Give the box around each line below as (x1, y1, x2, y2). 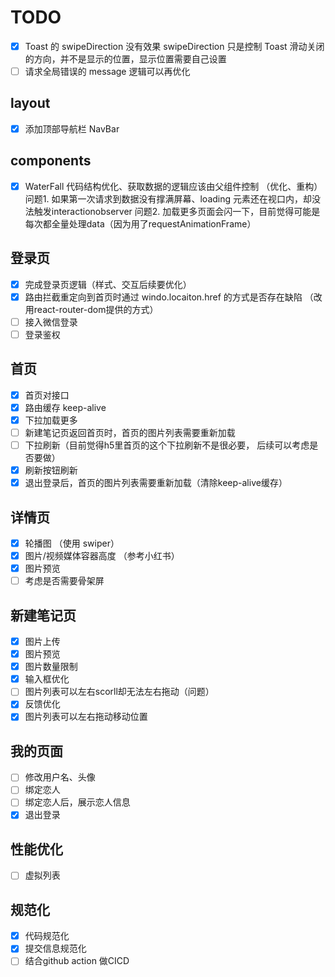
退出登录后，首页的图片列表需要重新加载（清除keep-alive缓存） (24, 477, 288, 489)
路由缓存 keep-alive (24, 401, 107, 413)
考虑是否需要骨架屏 (24, 575, 105, 587)
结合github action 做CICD (24, 955, 130, 967)
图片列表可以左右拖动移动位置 (24, 711, 148, 723)
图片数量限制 (24, 661, 78, 673)
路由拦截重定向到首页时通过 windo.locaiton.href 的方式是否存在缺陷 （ (24, 291, 314, 303)
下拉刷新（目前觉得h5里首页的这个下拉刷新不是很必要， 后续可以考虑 (24, 439, 310, 451)
